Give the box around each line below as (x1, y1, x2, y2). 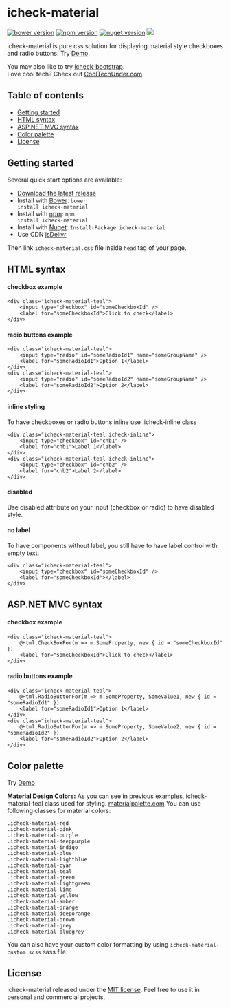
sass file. (42, 947, 68, 956)
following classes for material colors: (7, 806, 111, 815)
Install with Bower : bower (16, 196, 87, 204)
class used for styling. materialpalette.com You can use (44, 799, 201, 807)
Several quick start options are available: (7, 176, 122, 184)
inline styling (7, 402, 45, 410)
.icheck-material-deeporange (7, 910, 91, 917)
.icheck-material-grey (7, 922, 72, 929)
